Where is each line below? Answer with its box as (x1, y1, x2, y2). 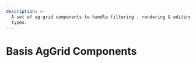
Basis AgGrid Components (6, 44, 137, 58)
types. (11, 19, 27, 25)
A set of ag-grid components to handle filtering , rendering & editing (11, 14, 192, 20)
